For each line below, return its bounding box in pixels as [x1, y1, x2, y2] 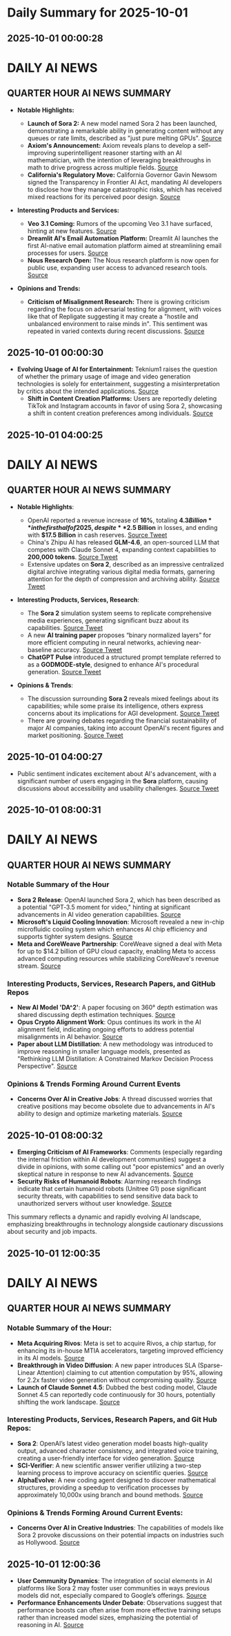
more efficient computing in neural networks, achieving [27, 638, 185, 647]
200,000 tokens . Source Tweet [27, 553, 119, 561]
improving [27, 149, 57, 157]
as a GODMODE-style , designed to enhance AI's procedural [27, 660, 199, 668]
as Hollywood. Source [17, 1539, 80, 1547]
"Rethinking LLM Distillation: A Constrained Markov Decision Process [17, 1055, 214, 1063]
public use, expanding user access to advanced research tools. [27, 263, 208, 272]
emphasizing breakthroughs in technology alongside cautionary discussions [7, 1220, 224, 1228]
